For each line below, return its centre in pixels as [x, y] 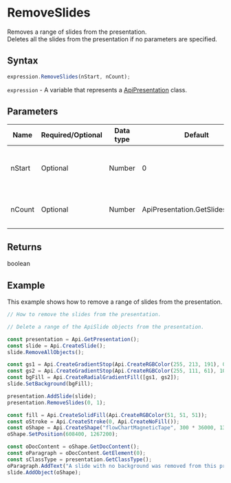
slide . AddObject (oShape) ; [44, 472]
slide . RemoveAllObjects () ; [46, 352]
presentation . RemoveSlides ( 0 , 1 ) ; [57, 402]
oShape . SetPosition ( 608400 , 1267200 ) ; [63, 434]
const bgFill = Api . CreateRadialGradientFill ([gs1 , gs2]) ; [93, 378]
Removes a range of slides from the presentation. [77, 32]
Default [197, 135]
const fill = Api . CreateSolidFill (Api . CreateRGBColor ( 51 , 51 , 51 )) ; [107, 415]
